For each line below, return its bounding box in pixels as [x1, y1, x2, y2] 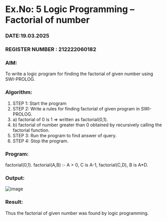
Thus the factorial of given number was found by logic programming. [5, 210, 149, 216]
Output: [5, 174, 25, 181]
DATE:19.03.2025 [5, 32, 50, 39]
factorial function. [12, 127, 50, 133]
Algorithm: [5, 89, 32, 96]
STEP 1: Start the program [12, 100, 67, 106]
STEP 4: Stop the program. [12, 138, 69, 144]
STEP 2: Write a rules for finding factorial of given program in [12, 105, 140, 112]
